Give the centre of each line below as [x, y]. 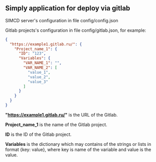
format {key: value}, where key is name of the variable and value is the [78, 149]
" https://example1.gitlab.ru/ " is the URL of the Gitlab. [61, 115]
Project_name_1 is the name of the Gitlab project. [56, 124]
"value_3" [38, 82]
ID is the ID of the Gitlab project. [38, 134]
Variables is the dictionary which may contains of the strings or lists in [78, 144]
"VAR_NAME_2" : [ [40, 68]
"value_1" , [39, 72]
